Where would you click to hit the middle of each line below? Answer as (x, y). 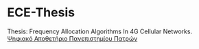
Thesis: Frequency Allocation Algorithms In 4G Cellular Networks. (100, 31)
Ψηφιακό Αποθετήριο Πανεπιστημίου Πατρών (72, 38)
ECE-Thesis (41, 13)
